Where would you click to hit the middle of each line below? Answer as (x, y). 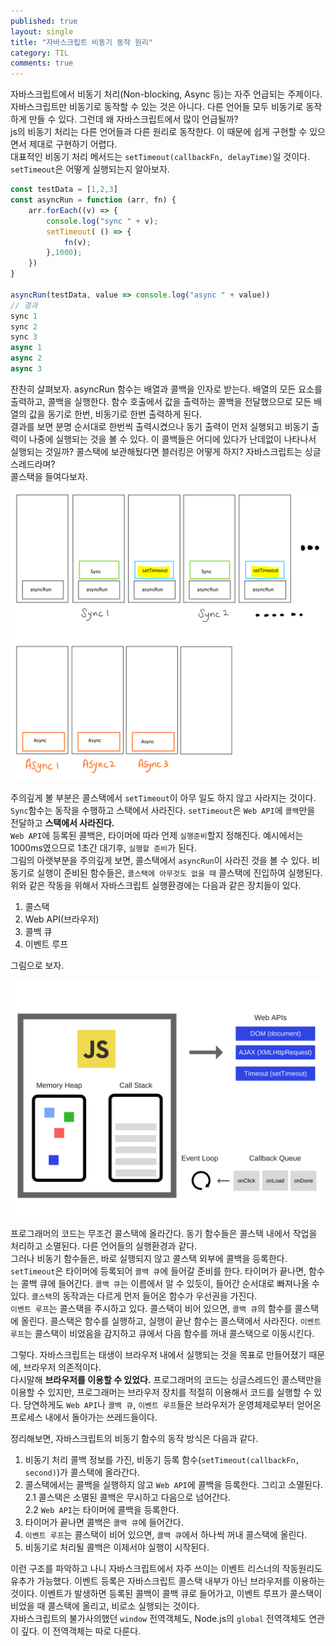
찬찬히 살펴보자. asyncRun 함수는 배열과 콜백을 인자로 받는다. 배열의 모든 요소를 (166, 389)
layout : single (42, 31)
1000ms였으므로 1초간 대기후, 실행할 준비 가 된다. (103, 847)
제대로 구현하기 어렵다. (73, 144)
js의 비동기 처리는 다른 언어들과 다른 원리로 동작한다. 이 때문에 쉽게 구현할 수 (159, 132)
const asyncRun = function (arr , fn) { (93, 200)
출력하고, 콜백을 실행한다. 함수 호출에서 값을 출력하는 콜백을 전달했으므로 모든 (161, 401)
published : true (44, 21)
